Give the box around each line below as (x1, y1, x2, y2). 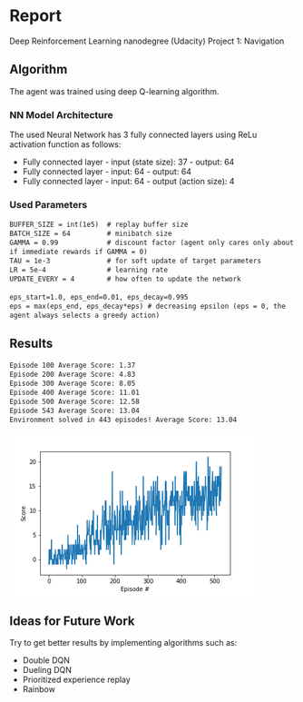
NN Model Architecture (9, 108, 113, 121)
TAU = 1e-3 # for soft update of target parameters (9, 256, 261, 266)
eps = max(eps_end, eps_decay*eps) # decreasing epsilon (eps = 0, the (9, 302, 286, 311)
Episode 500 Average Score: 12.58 (9, 397, 141, 407)
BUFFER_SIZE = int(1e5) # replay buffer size (9, 220, 189, 230)
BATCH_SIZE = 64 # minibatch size (9, 229, 172, 239)
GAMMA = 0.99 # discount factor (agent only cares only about (9, 238, 295, 248)
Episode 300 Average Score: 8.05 (9, 379, 136, 389)
